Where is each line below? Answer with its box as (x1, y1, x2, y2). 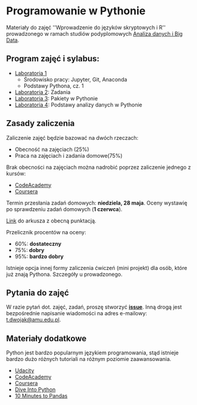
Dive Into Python (14, 386, 56, 393)
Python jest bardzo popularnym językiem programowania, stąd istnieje (6, 349, 179, 356)
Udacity (14, 367, 35, 374)
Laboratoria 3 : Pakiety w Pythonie (14, 95, 98, 102)
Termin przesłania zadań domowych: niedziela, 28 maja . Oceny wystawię (6, 199, 187, 206)
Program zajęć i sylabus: (6, 54, 100, 64)
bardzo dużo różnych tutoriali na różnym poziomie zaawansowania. (6, 356, 171, 363)
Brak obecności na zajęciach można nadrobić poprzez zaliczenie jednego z (6, 164, 192, 171)
